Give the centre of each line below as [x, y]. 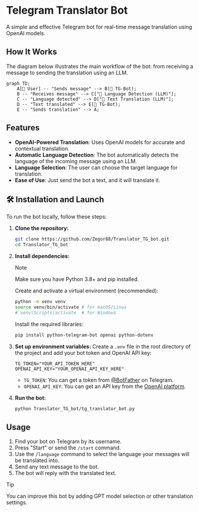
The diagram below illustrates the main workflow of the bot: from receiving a [100, 66]
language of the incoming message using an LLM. [76, 161]
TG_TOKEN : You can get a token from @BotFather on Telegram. [99, 380]
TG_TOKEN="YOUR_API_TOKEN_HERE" [55, 364]
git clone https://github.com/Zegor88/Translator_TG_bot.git [92, 239]
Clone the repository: [42, 228]
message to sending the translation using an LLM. [67, 73]
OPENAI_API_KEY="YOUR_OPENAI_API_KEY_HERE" [70, 369]
